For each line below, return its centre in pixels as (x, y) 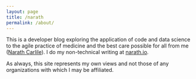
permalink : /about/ (30, 23)
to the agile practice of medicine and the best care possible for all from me (97, 46)
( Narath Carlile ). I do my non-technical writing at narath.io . (78, 52)
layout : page (22, 12)
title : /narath (25, 17)
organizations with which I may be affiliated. (60, 70)
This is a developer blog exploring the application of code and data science (98, 40)
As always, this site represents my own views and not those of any (88, 64)
